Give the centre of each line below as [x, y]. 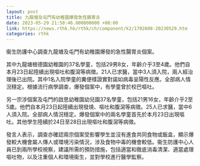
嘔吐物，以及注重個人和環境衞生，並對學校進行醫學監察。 [76, 157]
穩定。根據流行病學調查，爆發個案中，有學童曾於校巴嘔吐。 [84, 87]
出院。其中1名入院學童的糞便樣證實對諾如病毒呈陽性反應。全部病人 [104, 79]
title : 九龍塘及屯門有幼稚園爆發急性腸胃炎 [53, 17]
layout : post [22, 12]
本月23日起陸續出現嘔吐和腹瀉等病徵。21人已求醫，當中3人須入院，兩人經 [97, 72]
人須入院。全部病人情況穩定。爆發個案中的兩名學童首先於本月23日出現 [93, 115]
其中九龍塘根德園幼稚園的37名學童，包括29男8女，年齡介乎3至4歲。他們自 [98, 64]
